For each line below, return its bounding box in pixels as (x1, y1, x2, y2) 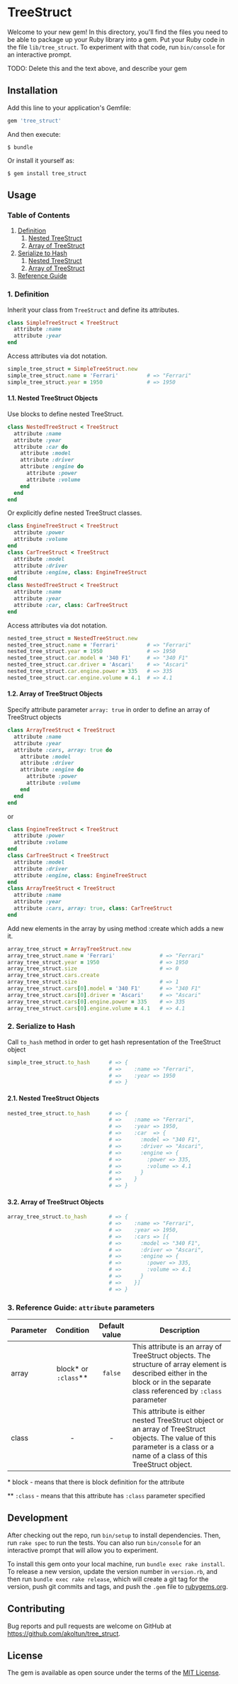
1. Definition (7, 289, 50, 299)
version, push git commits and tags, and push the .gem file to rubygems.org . (7, 1582, 229, 1590)
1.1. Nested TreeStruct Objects (7, 394, 98, 403)
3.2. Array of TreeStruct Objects (7, 1198, 104, 1206)
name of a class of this (132, 1451, 208, 1461)
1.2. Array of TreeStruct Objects (7, 689, 103, 698)
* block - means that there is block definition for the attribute (7, 1478, 185, 1486)
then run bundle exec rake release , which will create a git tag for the (7, 1575, 209, 1583)
